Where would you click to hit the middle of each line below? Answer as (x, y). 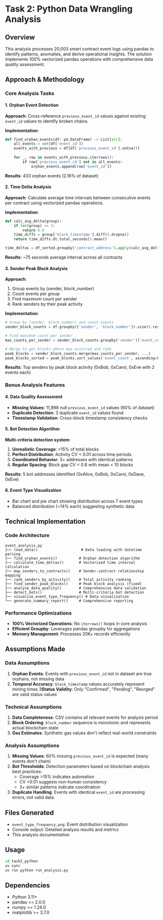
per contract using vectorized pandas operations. (55, 203)
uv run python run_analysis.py (37, 870)
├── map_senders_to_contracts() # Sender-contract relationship (75, 571)
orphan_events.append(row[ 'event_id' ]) (71, 166)
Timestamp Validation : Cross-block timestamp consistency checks (80, 418)
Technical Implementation (45, 522)
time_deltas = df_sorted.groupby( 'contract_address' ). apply (67, 248)
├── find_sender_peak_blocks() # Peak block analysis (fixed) (73, 584)
